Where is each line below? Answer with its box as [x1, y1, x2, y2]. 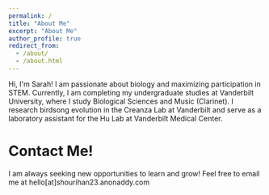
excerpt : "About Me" [8, 27, 78, 35]
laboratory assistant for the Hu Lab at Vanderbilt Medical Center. [8, 113, 223, 123]
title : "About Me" [8, 19, 70, 28]
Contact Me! [8, 142, 94, 160]
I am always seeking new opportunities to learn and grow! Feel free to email [8, 168, 260, 178]
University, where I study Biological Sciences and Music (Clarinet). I [8, 96, 234, 106]
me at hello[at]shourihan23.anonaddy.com [8, 177, 150, 187]
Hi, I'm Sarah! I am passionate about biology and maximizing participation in [8, 78, 261, 89]
